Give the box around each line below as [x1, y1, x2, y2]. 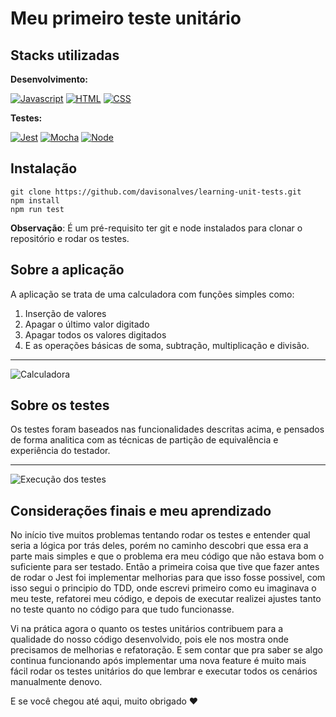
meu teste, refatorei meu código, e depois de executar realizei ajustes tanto [10, 593, 322, 605]
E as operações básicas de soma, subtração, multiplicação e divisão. [24, 339, 310, 351]
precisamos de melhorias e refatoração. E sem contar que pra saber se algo [10, 644, 323, 656]
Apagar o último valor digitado [24, 318, 150, 330]
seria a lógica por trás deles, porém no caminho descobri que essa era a [10, 540, 309, 552]
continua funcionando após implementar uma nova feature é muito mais [10, 655, 307, 667]
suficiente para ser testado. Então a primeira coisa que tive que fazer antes [10, 561, 320, 573]
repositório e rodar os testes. [10, 232, 130, 244]
